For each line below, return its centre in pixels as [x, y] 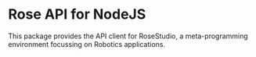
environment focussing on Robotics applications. [87, 44]
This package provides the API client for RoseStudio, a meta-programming [128, 36]
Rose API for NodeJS [77, 14]
